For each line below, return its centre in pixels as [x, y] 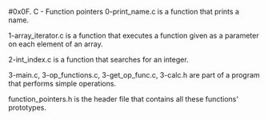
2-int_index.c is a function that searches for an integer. [99, 60]
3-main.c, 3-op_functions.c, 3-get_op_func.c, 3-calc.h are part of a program [134, 75]
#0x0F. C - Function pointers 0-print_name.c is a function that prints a [124, 12]
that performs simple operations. [62, 84]
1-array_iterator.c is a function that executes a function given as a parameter [134, 36]
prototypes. [27, 108]
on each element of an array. [56, 44]
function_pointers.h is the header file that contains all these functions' [123, 99]
